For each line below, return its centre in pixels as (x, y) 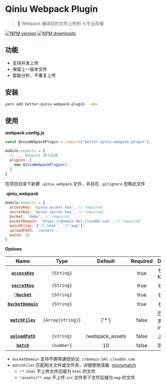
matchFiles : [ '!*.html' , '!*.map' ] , (47, 226)
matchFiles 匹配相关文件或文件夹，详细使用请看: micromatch (74, 365)
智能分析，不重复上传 (34, 75)
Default (106, 261)
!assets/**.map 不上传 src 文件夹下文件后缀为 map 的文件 (77, 378)
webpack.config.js (25, 133)
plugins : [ (21, 160)
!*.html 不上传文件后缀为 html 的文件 (58, 371)
